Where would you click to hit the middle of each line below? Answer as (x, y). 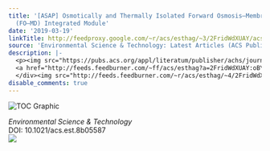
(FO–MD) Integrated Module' (63, 23)
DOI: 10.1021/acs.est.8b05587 (57, 130)
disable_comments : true (48, 83)
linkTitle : (27, 38)
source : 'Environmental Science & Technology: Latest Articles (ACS (125, 46)
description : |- (35, 53)
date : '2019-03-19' (41, 31)
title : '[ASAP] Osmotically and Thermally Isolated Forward (111, 16)
